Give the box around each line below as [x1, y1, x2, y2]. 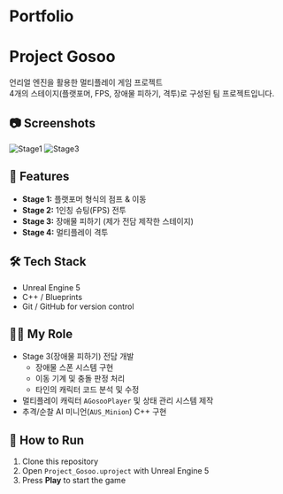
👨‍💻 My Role [9, 326, 73, 342]
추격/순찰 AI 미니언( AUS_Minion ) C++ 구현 [21, 406, 167, 417]
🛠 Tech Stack [9, 254, 87, 269]
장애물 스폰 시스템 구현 [34, 362, 114, 373]
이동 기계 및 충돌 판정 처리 [34, 374, 126, 384]
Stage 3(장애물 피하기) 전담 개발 [21, 351, 134, 362]
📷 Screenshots [9, 115, 96, 130]
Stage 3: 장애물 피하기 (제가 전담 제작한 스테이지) [21, 215, 195, 227]
